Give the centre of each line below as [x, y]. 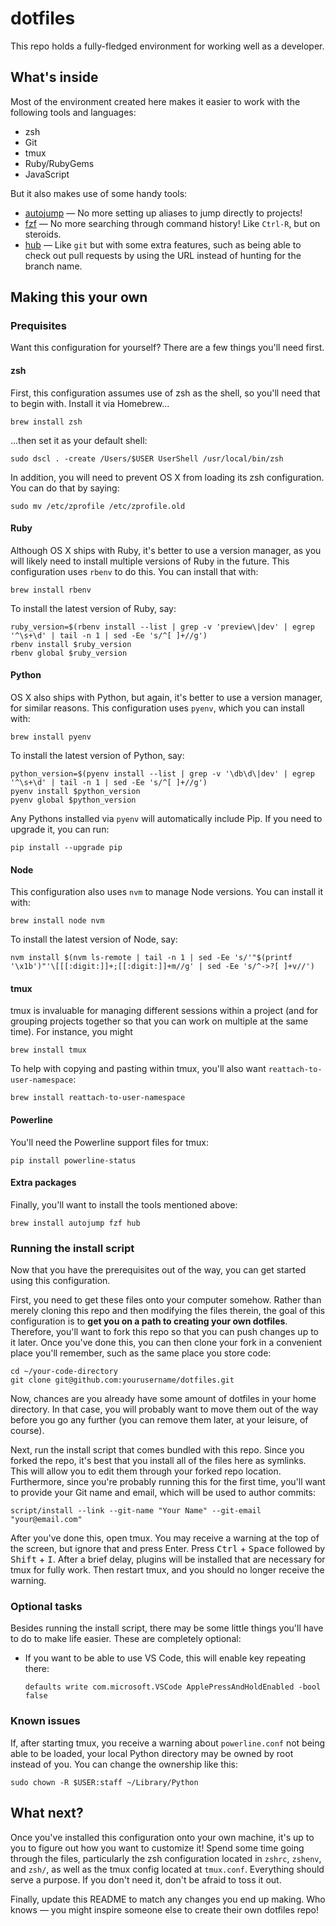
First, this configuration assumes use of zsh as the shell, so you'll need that [165, 393]
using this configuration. [60, 1281]
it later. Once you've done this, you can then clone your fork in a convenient [166, 1343]
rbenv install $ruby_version [71, 644]
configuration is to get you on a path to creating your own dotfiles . [149, 1321]
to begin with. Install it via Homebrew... [90, 403]
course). [27, 1431]
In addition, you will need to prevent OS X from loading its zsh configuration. [167, 477]
